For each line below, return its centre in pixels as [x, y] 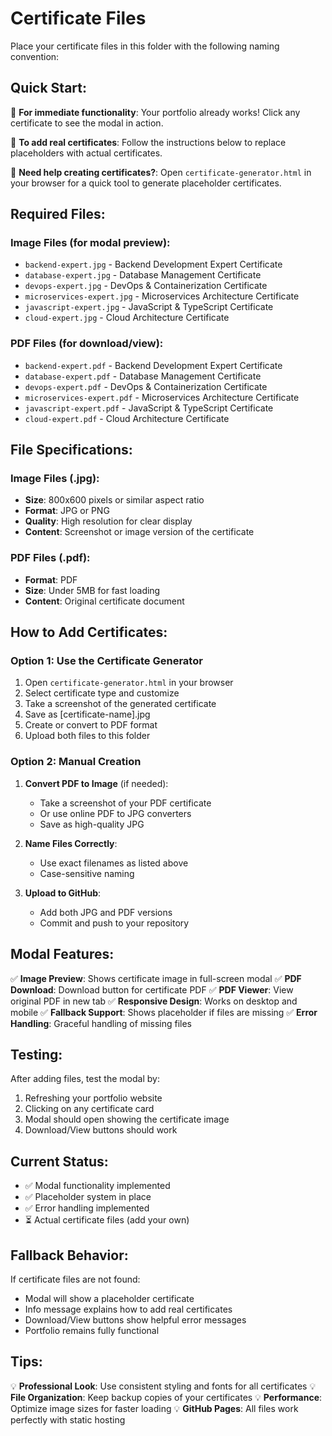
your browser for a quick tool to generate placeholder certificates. [146, 183]
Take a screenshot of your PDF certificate [125, 803]
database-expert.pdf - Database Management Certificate [143, 376]
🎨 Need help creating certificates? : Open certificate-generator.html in [161, 172]
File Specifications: [71, 450]
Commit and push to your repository [114, 923]
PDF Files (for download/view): [87, 344]
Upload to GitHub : [63, 893]
